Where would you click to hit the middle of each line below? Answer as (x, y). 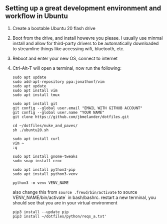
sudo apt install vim (35, 90)
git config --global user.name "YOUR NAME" (58, 113)
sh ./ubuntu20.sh (30, 130)
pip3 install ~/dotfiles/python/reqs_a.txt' (59, 216)
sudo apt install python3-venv (45, 174)
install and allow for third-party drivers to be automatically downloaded (85, 43)
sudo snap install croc (37, 161)
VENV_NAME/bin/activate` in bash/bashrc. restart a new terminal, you (84, 197)
